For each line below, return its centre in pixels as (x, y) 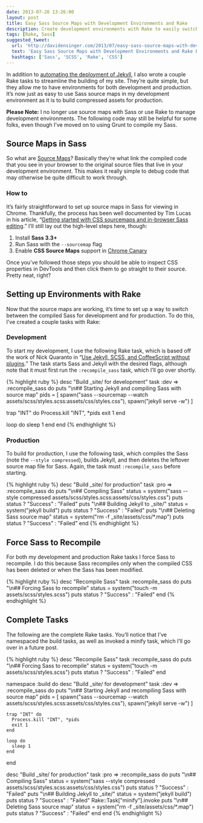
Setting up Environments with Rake (73, 294)
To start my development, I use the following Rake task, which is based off (99, 351)
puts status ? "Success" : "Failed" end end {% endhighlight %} (84, 813)
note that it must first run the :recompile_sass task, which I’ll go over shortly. (101, 370)
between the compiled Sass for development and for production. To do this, (100, 315)
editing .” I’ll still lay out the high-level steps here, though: (77, 226)
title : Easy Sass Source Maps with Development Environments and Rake (97, 23)
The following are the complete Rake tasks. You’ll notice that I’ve (87, 634)
